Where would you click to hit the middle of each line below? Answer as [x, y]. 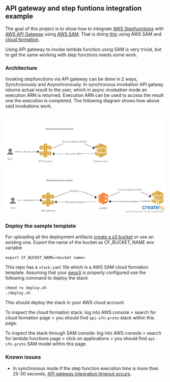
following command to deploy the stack [47, 278]
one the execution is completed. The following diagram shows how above [82, 101]
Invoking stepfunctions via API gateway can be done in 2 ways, [72, 79]
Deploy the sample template [41, 226]
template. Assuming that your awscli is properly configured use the [76, 272]
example [19, 17]
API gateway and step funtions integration [74, 8]
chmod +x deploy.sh [26, 288]
